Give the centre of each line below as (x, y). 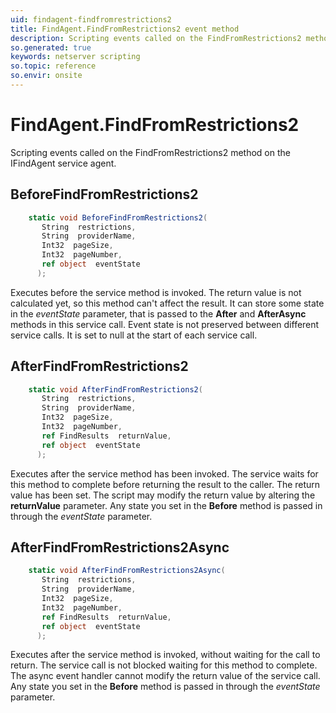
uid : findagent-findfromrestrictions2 (91, 19)
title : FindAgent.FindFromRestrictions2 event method (125, 29)
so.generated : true (51, 47)
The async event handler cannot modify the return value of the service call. (165, 676)
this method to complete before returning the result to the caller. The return (165, 484)
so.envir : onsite (46, 76)
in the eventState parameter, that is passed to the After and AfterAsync (158, 313)
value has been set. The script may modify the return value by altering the (163, 495)
